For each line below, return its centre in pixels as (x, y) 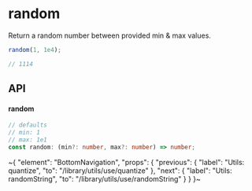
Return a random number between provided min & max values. (109, 35)
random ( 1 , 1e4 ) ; (35, 50)
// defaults (28, 125)
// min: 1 (24, 133)
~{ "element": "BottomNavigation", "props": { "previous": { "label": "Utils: (126, 162)
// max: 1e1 (28, 140)
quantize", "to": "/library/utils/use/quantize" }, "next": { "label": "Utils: (120, 171)
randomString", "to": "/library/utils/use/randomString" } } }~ (104, 178)
